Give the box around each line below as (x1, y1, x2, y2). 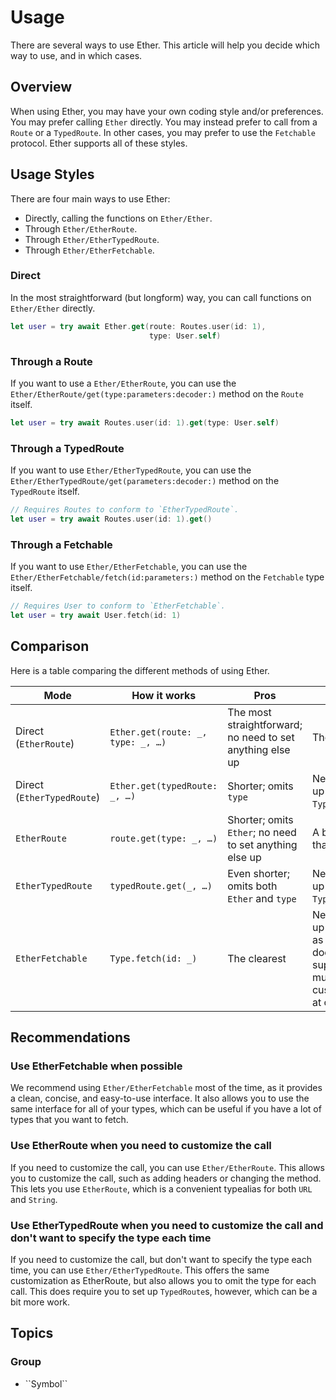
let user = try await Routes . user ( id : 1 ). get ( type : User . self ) (10, 417, 280, 428)
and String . (10, 1193, 58, 1205)
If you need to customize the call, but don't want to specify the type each (10, 1253, 312, 1265)
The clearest (227, 951, 287, 965)
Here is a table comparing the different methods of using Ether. (10, 664, 270, 676)
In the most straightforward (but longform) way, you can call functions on (10, 291, 312, 303)
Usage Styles (10, 166, 95, 183)
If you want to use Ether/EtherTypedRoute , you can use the (10, 464, 252, 476)
